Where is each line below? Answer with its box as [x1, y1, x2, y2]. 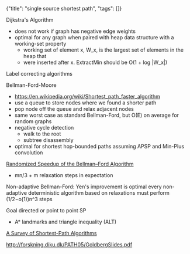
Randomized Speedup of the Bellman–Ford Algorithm [6, 161, 134, 167]
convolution [14, 149, 43, 156]
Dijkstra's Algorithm [6, 16, 54, 23]
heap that [23, 53, 47, 59]
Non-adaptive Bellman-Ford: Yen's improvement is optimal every [6, 183, 162, 190]
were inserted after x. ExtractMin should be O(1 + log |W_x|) [23, 59, 168, 66]
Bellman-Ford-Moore [6, 82, 57, 89]
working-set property [14, 40, 67, 47]
